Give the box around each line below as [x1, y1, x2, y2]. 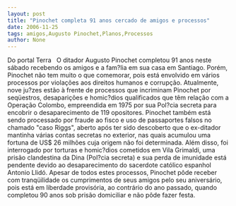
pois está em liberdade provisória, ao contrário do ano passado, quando [7, 183, 218, 192]
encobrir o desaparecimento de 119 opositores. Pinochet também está [7, 109, 211, 117]
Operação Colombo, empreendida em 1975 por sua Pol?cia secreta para [7, 101, 217, 109]
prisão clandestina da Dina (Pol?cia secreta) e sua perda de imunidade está [7, 153, 228, 162]
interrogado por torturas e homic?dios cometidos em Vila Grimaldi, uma [7, 146, 216, 154]
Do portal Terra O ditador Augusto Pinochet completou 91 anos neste [7, 56, 212, 64]
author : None [7, 37, 46, 44]
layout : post [7, 10, 46, 18]
